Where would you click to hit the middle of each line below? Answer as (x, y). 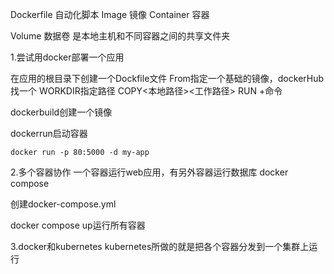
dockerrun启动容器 (49, 133)
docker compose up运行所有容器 (78, 225)
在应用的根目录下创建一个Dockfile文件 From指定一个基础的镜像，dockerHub (167, 78)
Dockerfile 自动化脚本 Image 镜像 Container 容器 (110, 14)
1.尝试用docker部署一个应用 (67, 57)
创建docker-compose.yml (63, 204)
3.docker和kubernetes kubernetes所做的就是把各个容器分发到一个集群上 (160, 246)
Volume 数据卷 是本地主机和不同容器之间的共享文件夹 (120, 36)
